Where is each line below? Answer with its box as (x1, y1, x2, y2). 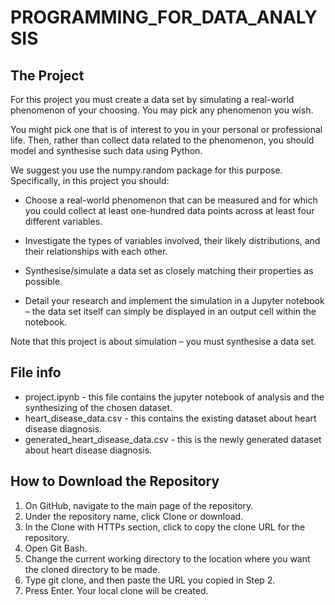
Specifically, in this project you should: (10, 175, 170, 186)
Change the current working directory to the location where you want (24, 552, 311, 565)
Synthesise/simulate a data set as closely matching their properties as (24, 265, 314, 276)
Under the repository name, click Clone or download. (24, 510, 244, 522)
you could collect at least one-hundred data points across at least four (24, 205, 315, 216)
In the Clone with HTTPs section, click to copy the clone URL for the (24, 521, 306, 533)
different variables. (24, 216, 103, 227)
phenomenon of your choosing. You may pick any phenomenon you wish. (10, 104, 314, 116)
